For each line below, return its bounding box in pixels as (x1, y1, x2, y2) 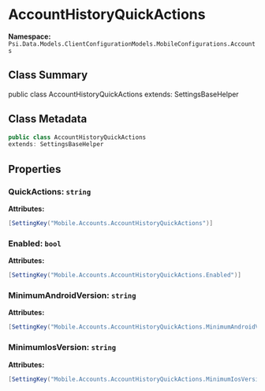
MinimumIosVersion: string (8, 342, 117, 353)
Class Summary (8, 69, 88, 82)
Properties (8, 162, 62, 175)
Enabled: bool (8, 238, 62, 249)
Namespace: (8, 32, 51, 41)
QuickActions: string (8, 186, 91, 197)
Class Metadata (8, 112, 88, 126)
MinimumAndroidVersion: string (8, 290, 136, 301)
